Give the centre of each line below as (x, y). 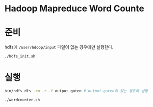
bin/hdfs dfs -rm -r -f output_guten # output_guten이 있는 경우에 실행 (76, 91)
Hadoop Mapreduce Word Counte (74, 9)
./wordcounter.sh (22, 100)
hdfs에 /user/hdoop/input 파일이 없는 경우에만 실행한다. (59, 47)
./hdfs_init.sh (20, 56)
